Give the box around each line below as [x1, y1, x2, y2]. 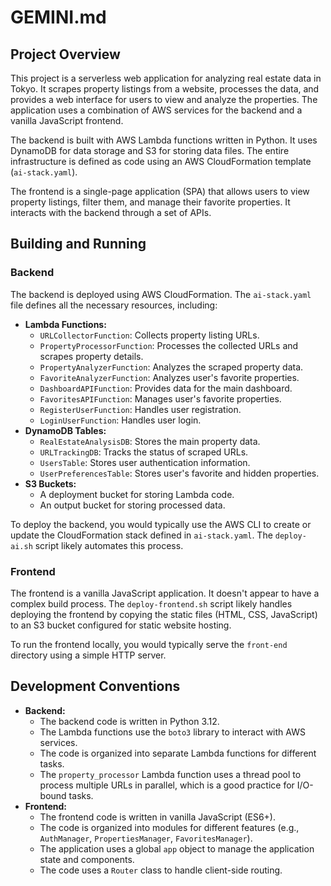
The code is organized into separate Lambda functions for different [39, 747, 317, 759]
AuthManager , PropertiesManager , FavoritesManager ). [39, 832, 253, 844]
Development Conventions [10, 678, 181, 695]
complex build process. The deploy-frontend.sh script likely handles [10, 597, 293, 610]
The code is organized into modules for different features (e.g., [39, 821, 300, 833]
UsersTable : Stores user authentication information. [39, 456, 251, 468]
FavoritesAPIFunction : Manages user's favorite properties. [39, 392, 282, 405]
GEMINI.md [10, 6, 107, 29]
